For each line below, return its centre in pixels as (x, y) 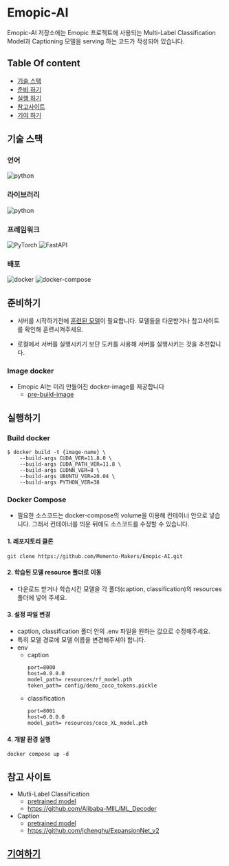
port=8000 (42, 668)
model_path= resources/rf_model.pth (80, 680)
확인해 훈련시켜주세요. (54, 329)
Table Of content (44, 63)
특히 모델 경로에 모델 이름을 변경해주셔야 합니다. (81, 640)
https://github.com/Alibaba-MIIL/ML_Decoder (92, 809)
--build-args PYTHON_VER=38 (59, 483)
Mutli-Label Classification (53, 794)
